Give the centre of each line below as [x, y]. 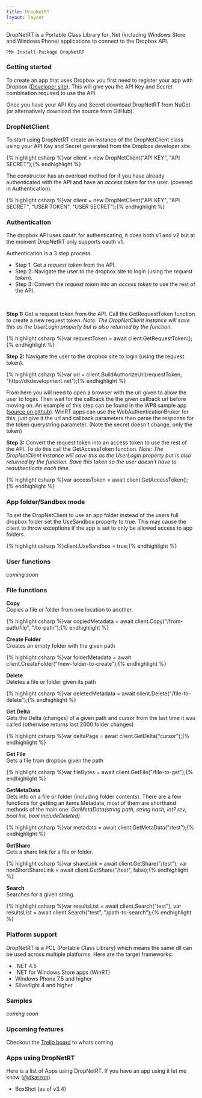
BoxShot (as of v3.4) [41, 1089]
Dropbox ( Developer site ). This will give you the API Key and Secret [90, 86]
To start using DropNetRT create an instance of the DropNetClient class [95, 140]
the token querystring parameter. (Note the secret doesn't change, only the [99, 424]
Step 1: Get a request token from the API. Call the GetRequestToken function [101, 314]
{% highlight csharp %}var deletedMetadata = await [71, 693]
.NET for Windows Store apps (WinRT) [63, 972]
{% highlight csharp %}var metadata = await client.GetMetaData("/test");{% [100, 828]
